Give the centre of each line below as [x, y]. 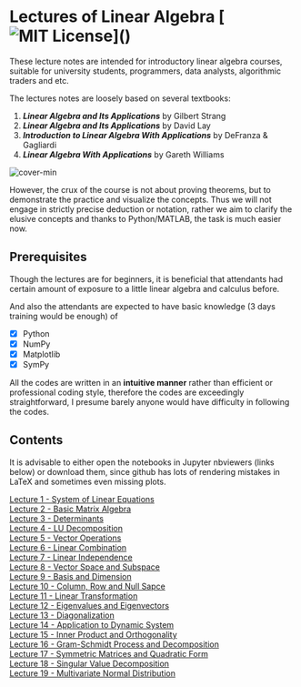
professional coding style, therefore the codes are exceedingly [127, 392]
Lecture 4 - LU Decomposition [66, 528]
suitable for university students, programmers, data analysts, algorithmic [145, 71]
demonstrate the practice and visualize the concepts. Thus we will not [141, 199]
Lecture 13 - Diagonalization [62, 615]
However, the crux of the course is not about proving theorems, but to [140, 189]
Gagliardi [40, 145]
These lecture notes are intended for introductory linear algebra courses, [146, 61]
